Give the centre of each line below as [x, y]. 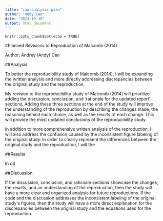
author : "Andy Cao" [25, 14]
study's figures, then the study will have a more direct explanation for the [79, 203]
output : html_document [28, 23]
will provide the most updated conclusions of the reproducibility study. [76, 120]
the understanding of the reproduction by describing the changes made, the [81, 109]
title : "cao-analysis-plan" [34, 10]
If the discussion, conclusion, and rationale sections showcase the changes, [82, 182]
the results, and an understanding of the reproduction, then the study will [79, 188]
